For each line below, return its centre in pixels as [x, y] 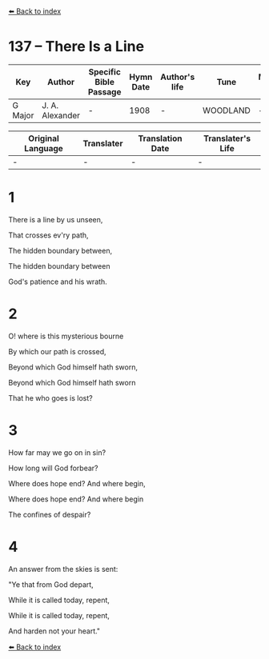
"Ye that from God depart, [51, 584]
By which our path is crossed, [57, 351]
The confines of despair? [50, 514]
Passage [104, 92]
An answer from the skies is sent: [63, 569]
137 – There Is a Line [76, 47]
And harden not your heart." [54, 631]
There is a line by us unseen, [56, 219]
